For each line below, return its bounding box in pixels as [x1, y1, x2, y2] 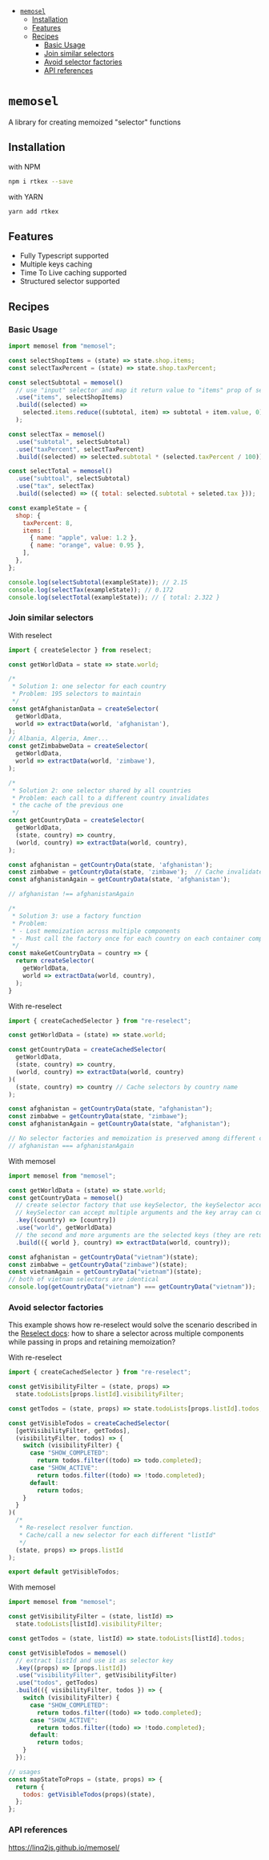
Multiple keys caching [19, 259, 93, 269]
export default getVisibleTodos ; [8, 1568, 120, 1576]
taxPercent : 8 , [22, 519, 74, 527]
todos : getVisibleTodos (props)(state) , [22, 1790, 156, 1798]
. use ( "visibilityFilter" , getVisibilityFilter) [15, 1671, 178, 1679]
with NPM [8, 161, 41, 171]
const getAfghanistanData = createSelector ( [8, 705, 159, 713]
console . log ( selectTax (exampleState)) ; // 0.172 [8, 585, 174, 594]
